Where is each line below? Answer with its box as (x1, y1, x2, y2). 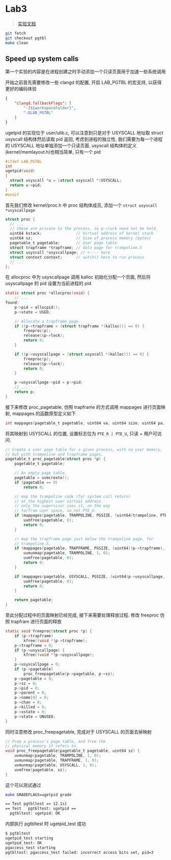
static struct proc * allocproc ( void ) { (5, 290, 90, 296)
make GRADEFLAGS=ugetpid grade (5, 792, 72, 797)
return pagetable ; (14, 598, 53, 603)
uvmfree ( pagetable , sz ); (14, 767, 67, 772)
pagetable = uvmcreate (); (14, 475, 70, 480)
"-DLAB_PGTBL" (23, 110, 53, 115)
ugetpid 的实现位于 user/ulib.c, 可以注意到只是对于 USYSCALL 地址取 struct (5, 130, 164, 136)
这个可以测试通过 (5, 782, 41, 788)
